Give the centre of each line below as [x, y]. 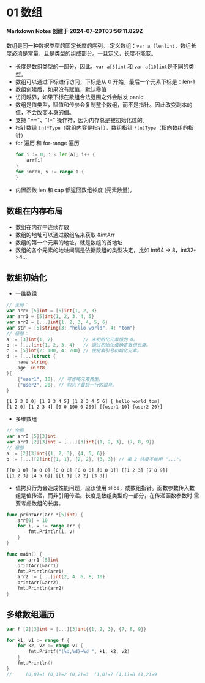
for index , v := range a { [50, 172]
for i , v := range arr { [49, 526]
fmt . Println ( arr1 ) [41, 571]
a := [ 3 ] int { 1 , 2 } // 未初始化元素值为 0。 [72, 339]
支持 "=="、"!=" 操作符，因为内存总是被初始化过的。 [81, 120]
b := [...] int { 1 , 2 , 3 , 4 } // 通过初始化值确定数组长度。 [79, 345]
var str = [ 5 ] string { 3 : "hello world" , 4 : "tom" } [71, 328]
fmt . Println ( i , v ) [52, 532]
